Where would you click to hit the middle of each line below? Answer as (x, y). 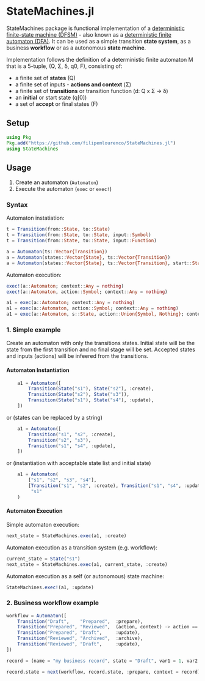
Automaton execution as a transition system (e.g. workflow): (82, 547)
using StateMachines (33, 149)
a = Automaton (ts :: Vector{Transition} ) (57, 252)
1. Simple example (34, 330)
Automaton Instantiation (38, 370)
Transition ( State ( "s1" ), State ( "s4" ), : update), (91, 400)
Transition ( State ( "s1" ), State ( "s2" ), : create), (91, 389)
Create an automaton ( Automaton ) (57, 182)
